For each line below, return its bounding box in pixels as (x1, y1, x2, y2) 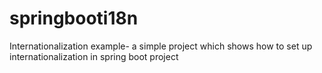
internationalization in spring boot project (9, 50, 179, 62)
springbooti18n (9, 7, 139, 30)
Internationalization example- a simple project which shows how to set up (9, 40, 313, 52)
